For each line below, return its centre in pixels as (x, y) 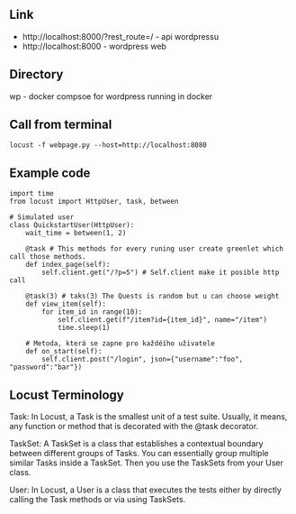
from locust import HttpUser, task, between (94, 202)
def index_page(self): (68, 265)
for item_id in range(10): (92, 312)
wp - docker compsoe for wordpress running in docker (111, 96)
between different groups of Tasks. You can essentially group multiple (139, 454)
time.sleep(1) (84, 328)
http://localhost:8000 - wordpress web (94, 46)
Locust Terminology (67, 395)
